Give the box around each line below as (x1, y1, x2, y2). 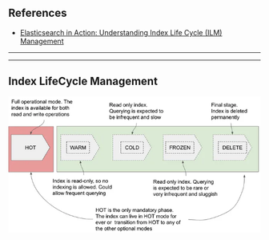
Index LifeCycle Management (8, 75, 159, 88)
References (8, 6, 67, 20)
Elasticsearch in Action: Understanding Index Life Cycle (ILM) (19, 27, 223, 37)
